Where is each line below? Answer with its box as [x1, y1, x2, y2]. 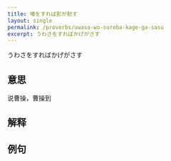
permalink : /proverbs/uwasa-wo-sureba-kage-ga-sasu [7, 24, 164, 31]
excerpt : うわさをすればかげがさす [7, 30, 100, 38]
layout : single [7, 17, 53, 24]
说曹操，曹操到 [7, 94, 51, 103]
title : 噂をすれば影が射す [7, 10, 78, 18]
